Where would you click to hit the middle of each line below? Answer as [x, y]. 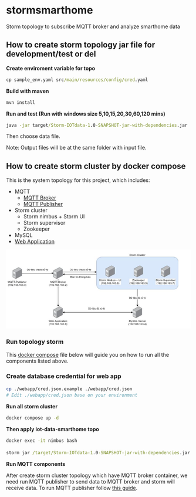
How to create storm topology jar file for [81, 45]
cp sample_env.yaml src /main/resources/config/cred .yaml [77, 80]
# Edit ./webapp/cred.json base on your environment [72, 395]
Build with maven [28, 91]
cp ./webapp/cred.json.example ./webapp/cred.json [69, 389]
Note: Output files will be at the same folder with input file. [76, 148]
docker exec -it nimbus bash [42, 441]
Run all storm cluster [32, 406]
